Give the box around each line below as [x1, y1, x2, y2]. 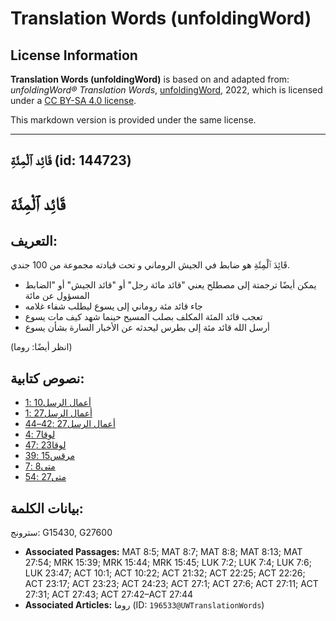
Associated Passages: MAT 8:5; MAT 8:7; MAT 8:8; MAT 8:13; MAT [24, 546, 303, 558]
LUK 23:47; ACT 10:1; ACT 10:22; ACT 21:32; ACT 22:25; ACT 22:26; [24, 567, 306, 579]
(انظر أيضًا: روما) [10, 341, 73, 353]
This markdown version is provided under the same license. [10, 114, 257, 126]
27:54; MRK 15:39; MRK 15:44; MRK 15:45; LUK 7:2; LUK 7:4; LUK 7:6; [24, 557, 312, 569]
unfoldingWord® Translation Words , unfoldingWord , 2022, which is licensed [10, 84, 323, 96]
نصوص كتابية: [10, 370, 85, 387]
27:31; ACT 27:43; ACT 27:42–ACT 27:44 [24, 588, 194, 601]
